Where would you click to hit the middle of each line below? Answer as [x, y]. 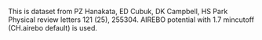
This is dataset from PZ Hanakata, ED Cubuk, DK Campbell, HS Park [118, 11]
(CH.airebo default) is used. [53, 28]
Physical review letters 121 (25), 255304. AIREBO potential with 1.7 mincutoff [131, 20]
